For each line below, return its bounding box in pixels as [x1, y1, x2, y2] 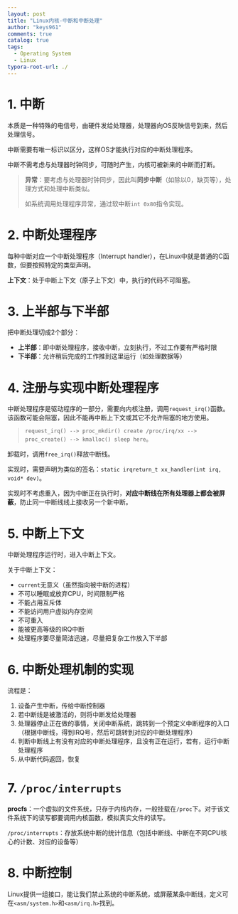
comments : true [7, 30, 53, 38]
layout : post [7, 10, 46, 18]
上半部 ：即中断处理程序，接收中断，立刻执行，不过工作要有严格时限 [17, 343, 217, 352]
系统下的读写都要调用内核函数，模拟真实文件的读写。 [13, 814, 169, 822]
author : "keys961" [7, 23, 62, 31]
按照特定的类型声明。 [31, 260, 94, 269]
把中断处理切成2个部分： [7, 328, 80, 336]
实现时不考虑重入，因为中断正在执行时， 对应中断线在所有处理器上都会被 [7, 489, 219, 498]
